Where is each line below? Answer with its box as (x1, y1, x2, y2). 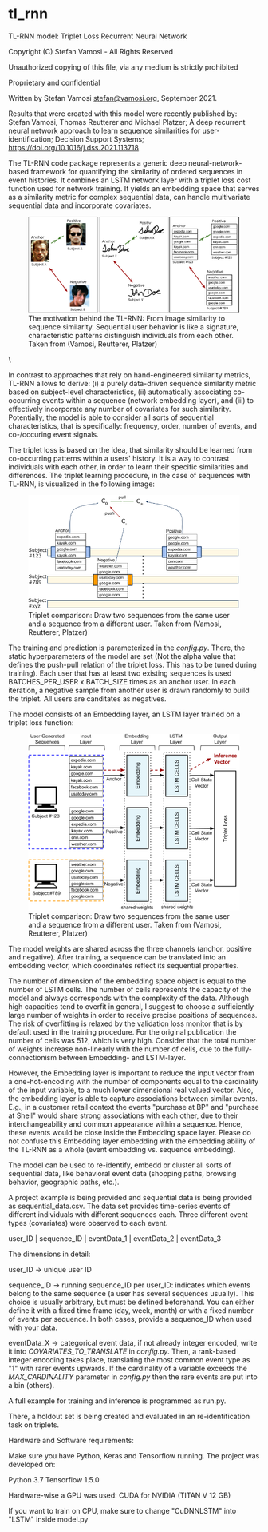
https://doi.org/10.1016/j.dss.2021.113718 (8, 142, 140, 152)
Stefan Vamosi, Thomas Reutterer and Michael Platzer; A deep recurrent (8, 117, 246, 126)
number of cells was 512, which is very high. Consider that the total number (8, 1035, 257, 1045)
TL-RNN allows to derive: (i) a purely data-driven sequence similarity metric (8, 378, 257, 388)
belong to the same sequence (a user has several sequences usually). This (8, 1288, 254, 1298)
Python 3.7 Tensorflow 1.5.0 (8, 1474, 100, 1484)
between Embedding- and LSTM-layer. (58, 1052, 186, 1062)
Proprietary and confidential (8, 78, 100, 87)
